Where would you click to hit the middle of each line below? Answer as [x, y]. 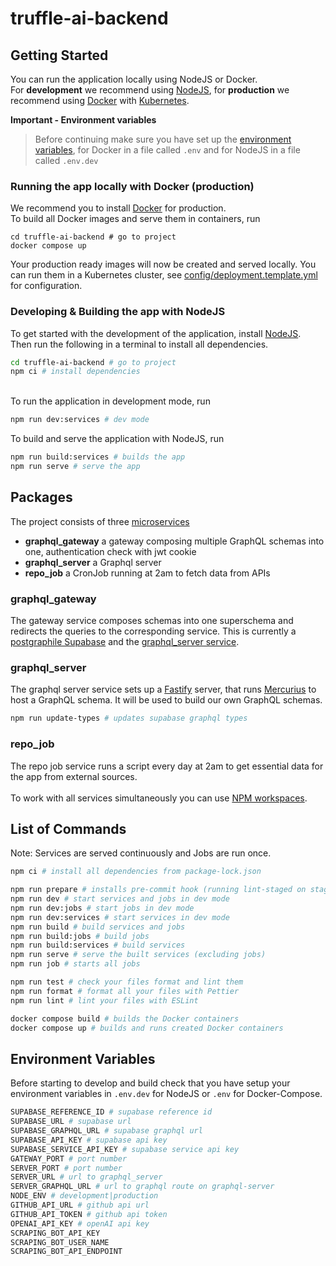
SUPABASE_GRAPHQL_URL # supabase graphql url [106, 1131]
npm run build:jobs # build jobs [80, 936]
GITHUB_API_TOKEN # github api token [89, 1214]
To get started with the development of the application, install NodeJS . [156, 333]
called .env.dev [66, 160]
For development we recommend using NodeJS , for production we [150, 90]
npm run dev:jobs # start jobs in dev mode [102, 908]
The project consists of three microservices [100, 521]
